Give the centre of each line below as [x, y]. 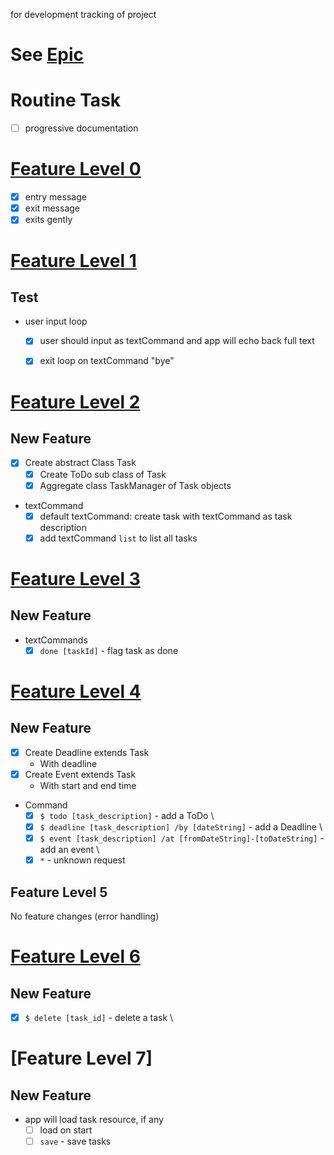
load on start [66, 1130]
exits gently [48, 220]
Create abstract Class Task [80, 463]
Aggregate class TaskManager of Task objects [135, 485]
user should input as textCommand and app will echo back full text [177, 341]
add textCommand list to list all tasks [118, 538]
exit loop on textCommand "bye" [107, 361]
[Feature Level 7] [81, 1058]
